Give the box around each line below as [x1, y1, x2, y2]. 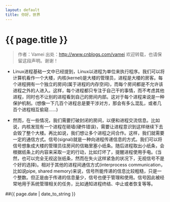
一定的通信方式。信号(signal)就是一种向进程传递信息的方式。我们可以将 [12, 137, 162, 143]
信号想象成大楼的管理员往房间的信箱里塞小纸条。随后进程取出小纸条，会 [12, 143, 164, 149]
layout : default [5, 7, 40, 13]
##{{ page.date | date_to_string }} [5, 191, 76, 197]
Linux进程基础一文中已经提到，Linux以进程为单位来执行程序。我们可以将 [12, 69, 165, 75]
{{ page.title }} [5, 34, 68, 46]
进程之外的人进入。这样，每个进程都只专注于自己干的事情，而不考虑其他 [12, 87, 164, 94]
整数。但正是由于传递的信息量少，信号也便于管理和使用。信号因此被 [17, 175, 160, 181]
